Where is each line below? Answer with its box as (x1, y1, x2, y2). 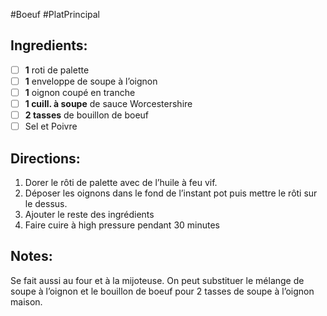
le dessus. (24, 198, 68, 209)
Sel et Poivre (24, 120, 78, 133)
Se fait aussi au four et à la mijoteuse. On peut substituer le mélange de (10, 274, 305, 286)
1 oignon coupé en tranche (24, 86, 136, 98)
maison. (10, 295, 43, 308)
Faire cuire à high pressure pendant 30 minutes (24, 219, 220, 231)
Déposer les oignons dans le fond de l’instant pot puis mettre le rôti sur (24, 187, 318, 199)
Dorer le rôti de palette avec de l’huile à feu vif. (24, 177, 218, 188)
